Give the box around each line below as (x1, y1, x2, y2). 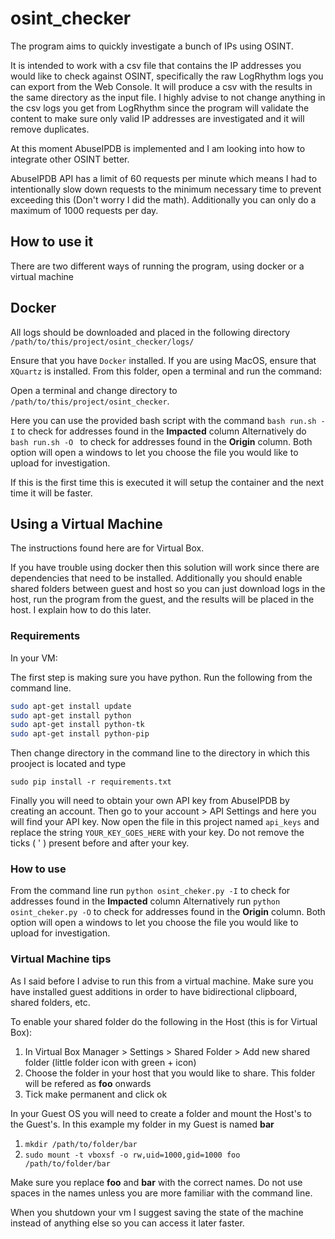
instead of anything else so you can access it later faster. (10, 1217, 245, 1229)
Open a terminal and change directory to (10, 384, 178, 396)
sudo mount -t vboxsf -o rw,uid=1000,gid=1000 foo (24, 1150, 241, 1160)
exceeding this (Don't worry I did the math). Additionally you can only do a (10, 193, 317, 206)
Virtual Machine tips (10, 952, 112, 966)
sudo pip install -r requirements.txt (10, 777, 172, 787)
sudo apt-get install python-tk (10, 720, 145, 730)
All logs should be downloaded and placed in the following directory (10, 326, 291, 338)
